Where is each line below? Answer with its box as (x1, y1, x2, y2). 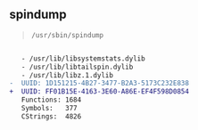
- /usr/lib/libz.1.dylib (21, 70, 114, 79)
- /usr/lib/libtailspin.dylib (21, 62, 134, 71)
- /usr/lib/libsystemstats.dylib (21, 53, 145, 63)
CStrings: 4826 (21, 111, 82, 121)
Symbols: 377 (21, 104, 78, 113)
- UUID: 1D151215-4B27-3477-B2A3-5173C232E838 (9, 79, 190, 88)
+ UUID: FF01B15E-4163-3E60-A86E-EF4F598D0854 (9, 87, 190, 96)
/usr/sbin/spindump (30, 30, 104, 39)
